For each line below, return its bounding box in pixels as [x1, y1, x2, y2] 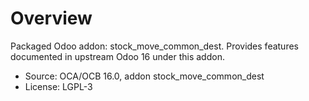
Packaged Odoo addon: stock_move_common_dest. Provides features [10, 40, 299, 52]
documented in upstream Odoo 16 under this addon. [10, 50, 225, 62]
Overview [10, 7, 93, 30]
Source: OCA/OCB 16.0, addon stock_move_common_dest [24, 70, 265, 82]
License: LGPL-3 [24, 80, 93, 92]
